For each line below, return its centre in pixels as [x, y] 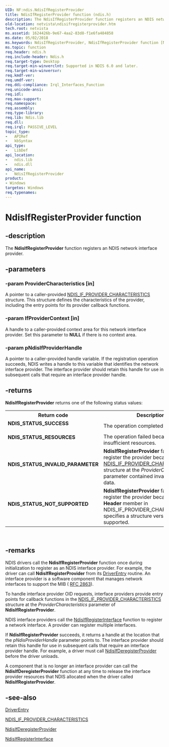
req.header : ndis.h [26, 52]
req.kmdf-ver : [20, 76]
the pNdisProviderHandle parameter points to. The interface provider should [84, 640]
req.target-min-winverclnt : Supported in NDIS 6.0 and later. [72, 66]
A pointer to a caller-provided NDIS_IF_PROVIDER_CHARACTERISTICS [78, 295]
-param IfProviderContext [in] [42, 318]
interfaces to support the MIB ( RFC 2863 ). [50, 584]
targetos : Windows [24, 188]
